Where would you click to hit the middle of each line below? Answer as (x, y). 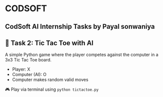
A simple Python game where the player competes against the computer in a (82, 55)
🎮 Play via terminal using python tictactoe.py (52, 89)
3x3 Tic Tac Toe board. (28, 60)
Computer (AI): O (29, 75)
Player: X (21, 69)
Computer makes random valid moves (50, 80)
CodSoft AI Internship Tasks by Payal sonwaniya (80, 27)
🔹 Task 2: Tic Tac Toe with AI (49, 43)
